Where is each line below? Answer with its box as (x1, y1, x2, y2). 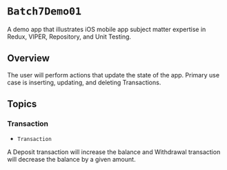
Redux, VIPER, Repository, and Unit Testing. (7, 32, 132, 41)
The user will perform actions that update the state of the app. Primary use (7, 70, 219, 79)
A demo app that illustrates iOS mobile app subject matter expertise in (7, 25, 206, 33)
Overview (7, 53, 50, 64)
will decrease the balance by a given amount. (7, 155, 136, 164)
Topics (7, 98, 37, 110)
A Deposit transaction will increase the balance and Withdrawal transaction (7, 148, 221, 156)
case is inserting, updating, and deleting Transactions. (7, 78, 161, 86)
